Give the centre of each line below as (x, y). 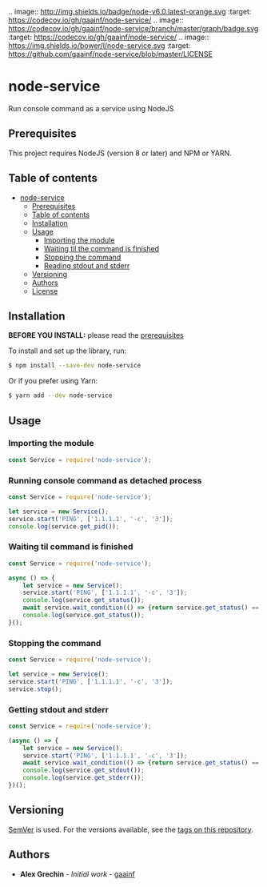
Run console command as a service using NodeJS (91, 108)
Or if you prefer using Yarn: (53, 381)
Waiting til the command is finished (102, 248)
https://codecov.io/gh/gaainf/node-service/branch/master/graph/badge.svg (133, 28)
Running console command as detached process (105, 480)
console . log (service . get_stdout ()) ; (84, 771)
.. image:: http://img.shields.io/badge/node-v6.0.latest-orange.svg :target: (130, 12)
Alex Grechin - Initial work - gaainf (78, 874)
